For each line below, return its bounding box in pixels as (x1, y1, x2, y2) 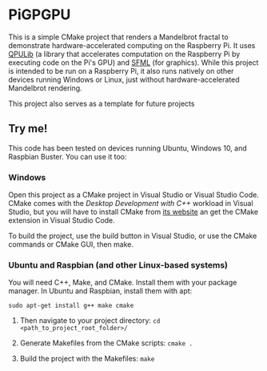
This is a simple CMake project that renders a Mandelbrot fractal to (8, 32, 229, 42)
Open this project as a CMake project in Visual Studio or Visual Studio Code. (8, 190, 260, 200)
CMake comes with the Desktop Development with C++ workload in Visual (8, 199, 253, 208)
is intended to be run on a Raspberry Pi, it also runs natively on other (8, 66, 234, 75)
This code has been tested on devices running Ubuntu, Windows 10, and (8, 143, 248, 153)
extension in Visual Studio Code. (8, 216, 116, 225)
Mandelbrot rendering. (8, 83, 82, 93)
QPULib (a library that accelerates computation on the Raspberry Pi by (8, 49, 241, 58)
